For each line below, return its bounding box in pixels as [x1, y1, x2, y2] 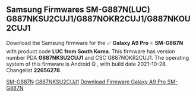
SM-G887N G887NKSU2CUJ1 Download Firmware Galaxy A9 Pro [6, 78, 166, 85]
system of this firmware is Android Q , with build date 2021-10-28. [6, 60, 167, 67]
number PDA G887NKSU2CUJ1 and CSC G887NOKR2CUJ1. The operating [6, 54, 189, 61]
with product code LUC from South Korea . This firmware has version [6, 47, 175, 55]
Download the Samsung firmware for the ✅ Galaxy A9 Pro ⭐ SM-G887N [6, 39, 184, 46]
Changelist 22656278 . [6, 66, 62, 73]
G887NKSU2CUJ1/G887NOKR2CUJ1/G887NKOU [6, 14, 191, 24]
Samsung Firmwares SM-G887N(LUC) [6, 5, 150, 15]
